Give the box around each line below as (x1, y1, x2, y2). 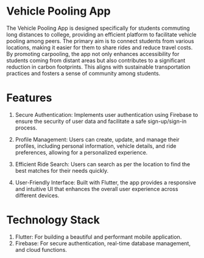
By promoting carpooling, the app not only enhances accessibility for (6, 50, 180, 57)
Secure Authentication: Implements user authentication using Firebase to (15, 111, 199, 118)
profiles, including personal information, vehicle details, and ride (15, 142, 177, 150)
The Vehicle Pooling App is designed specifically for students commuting (6, 24, 190, 32)
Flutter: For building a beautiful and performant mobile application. (15, 233, 182, 240)
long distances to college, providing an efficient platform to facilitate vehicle (6, 30, 197, 38)
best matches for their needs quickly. (15, 167, 108, 174)
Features (6, 91, 52, 105)
